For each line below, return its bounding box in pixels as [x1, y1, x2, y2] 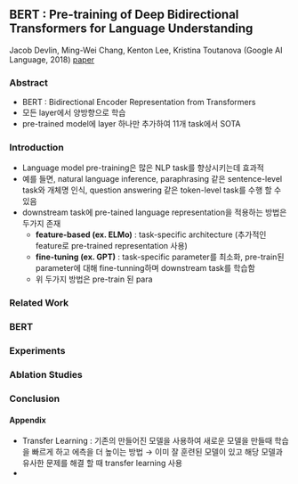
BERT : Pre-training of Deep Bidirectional [9, 7, 239, 22]
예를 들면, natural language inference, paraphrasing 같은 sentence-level [21, 174, 283, 185]
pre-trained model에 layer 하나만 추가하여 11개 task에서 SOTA [21, 119, 241, 129]
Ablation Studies [9, 369, 83, 381]
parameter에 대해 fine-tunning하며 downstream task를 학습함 [35, 263, 255, 274]
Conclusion [9, 392, 60, 405]
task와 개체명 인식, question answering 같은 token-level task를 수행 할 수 [21, 185, 282, 195]
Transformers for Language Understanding [9, 21, 254, 37]
